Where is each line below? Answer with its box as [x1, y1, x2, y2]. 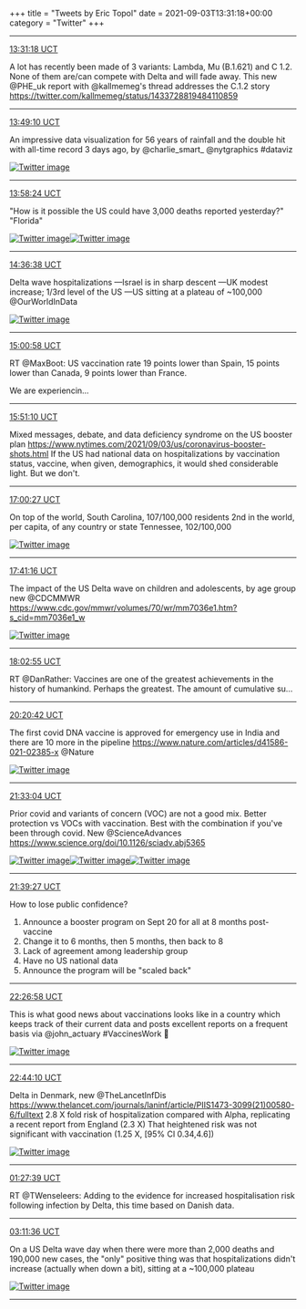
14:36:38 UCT [9, 259, 62, 270]
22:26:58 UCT [9, 992, 63, 1002]
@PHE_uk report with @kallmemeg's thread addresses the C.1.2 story [9, 81, 270, 91]
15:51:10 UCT [9, 411, 58, 422]
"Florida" [9, 215, 44, 226]
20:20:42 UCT [9, 710, 64, 720]
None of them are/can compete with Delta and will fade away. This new [9, 71, 278, 81]
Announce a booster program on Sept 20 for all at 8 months [22, 917, 248, 927]
